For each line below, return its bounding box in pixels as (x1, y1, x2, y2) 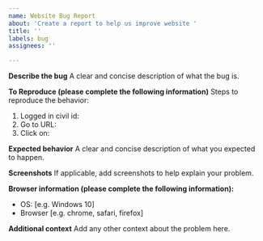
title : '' (8, 27, 42, 35)
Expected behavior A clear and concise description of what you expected (8, 144, 256, 154)
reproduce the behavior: (8, 95, 89, 105)
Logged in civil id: (19, 111, 79, 121)
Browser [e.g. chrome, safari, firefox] (19, 208, 144, 218)
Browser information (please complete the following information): (8, 184, 235, 194)
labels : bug (8, 34, 49, 43)
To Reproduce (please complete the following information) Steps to (8, 87, 239, 97)
